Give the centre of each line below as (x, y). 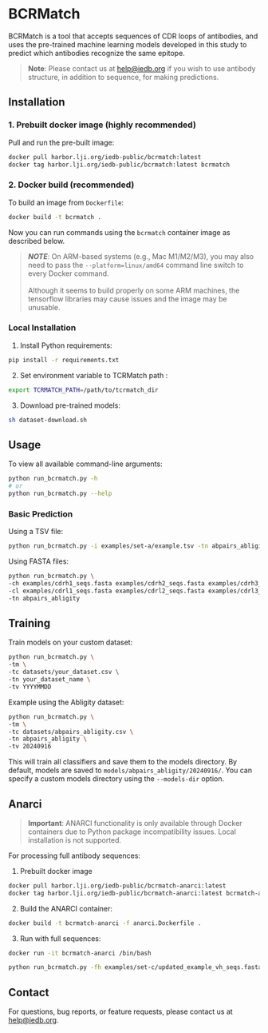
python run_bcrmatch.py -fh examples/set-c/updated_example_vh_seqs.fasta (135, 967)
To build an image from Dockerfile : (66, 202)
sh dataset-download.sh (48, 420)
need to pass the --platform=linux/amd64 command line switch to (136, 265)
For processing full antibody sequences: (75, 856)
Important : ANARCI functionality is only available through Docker (135, 823)
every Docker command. (68, 273)
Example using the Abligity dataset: (66, 702)
